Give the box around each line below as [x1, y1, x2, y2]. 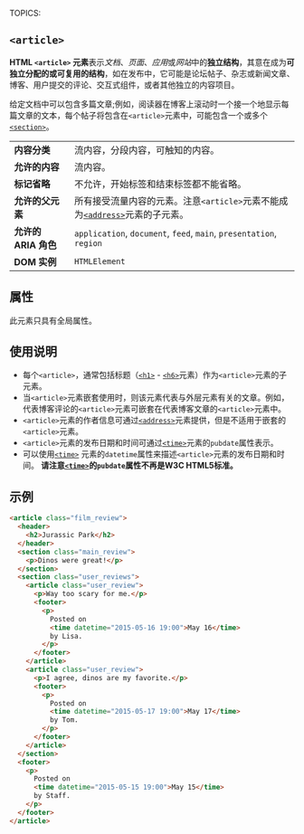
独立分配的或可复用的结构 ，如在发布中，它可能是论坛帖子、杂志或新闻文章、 [9, 68, 295, 79]
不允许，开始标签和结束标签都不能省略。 [73, 177, 247, 190]
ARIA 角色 [14, 239, 57, 251]
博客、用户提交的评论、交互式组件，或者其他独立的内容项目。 [9, 79, 240, 90]
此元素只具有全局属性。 [9, 315, 97, 326]
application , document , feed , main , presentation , [73, 226, 278, 239]
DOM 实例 [14, 255, 57, 268]
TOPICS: [9, 8, 42, 18]
